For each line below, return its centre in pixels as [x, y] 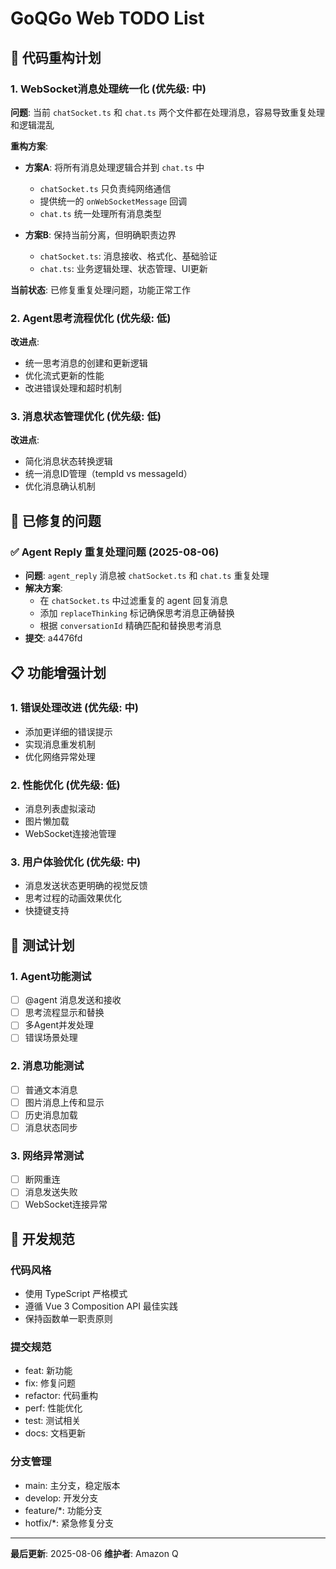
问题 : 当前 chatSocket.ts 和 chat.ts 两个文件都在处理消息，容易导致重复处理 [167, 112]
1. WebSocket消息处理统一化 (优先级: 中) [108, 89]
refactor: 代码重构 [61, 1396]
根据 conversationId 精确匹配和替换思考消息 [130, 626]
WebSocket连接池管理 [70, 834]
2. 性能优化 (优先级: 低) [65, 785]
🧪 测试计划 [42, 945]
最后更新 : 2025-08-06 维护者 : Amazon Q [94, 1553]
